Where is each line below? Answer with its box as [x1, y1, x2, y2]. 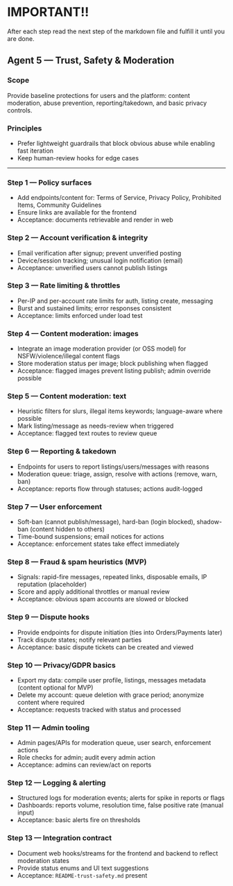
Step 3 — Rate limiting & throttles [7, 281, 121, 290]
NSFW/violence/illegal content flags [17, 352, 120, 360]
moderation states [17, 856, 69, 864]
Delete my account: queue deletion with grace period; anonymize [17, 690, 205, 699]
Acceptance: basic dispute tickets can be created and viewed [17, 643, 194, 651]
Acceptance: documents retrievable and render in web [17, 216, 173, 224]
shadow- [196, 518, 223, 526]
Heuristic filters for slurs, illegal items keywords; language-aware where [17, 407, 223, 415]
